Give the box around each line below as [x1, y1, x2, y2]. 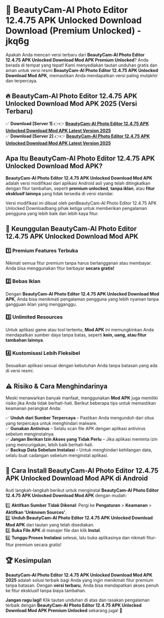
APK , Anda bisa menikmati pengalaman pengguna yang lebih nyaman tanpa [5, 296, 159, 302]
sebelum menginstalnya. [5, 431, 55, 437]
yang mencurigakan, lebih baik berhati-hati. [5, 441, 94, 447]
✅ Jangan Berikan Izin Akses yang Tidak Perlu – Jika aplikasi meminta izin [5, 436, 158, 442]
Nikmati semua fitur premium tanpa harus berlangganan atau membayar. [5, 260, 152, 266]
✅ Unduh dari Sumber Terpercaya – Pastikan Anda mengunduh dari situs [5, 414, 154, 420]
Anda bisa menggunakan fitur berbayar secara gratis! [5, 265, 115, 271]
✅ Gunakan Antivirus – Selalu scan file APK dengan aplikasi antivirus [5, 425, 146, 431]
